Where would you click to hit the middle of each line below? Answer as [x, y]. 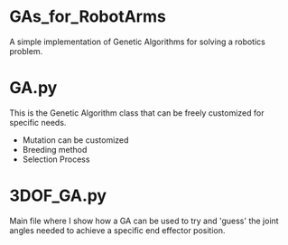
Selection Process [56, 159]
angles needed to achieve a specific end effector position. [117, 230]
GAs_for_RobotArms [88, 17]
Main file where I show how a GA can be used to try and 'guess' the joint [144, 221]
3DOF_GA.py [58, 196]
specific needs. [38, 122]
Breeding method [55, 149]
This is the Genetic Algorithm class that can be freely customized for [137, 113]
